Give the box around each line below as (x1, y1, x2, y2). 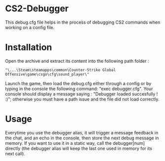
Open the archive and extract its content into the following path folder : (5, 58, 149, 64)
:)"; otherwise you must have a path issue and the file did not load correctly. (5, 96, 160, 102)
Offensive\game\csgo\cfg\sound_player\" (5, 72, 90, 77)
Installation (5, 42, 52, 53)
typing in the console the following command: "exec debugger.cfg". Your (5, 86, 153, 92)
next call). (5, 151, 26, 157)
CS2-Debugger (5, 3, 69, 14)
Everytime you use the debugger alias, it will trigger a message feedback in (5, 129, 159, 135)
